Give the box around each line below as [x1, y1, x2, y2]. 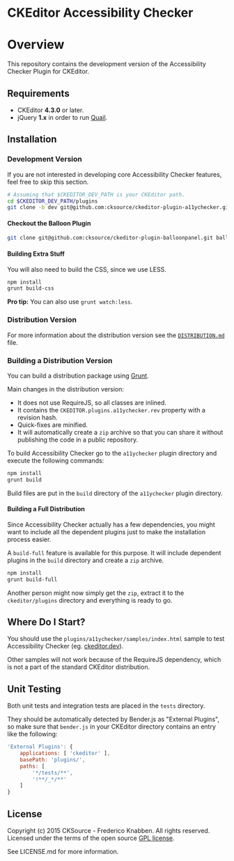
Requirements [7, 87, 70, 99]
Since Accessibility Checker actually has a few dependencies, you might [7, 520, 216, 529]
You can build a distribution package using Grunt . [7, 371, 149, 380]
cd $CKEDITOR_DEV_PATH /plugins [7, 197, 98, 205]
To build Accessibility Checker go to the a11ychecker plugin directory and [7, 449, 217, 457]
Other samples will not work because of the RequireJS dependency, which [7, 656, 221, 664]
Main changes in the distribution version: [7, 385, 124, 393]
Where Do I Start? [7, 616, 86, 628]
